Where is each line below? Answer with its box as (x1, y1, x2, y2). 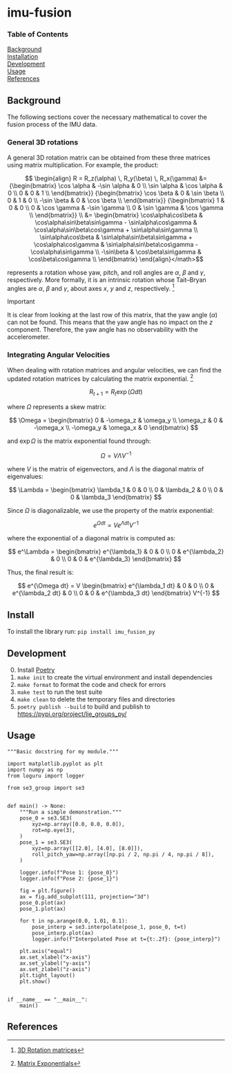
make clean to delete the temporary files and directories (17, 695, 175, 703)
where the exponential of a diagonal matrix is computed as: (7, 534, 176, 543)
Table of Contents (7, 30, 69, 39)
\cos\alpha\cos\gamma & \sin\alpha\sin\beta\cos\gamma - (33, 240, 199, 248)
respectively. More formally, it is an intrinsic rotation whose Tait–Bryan (7, 275, 207, 284)
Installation (7, 53, 39, 61)
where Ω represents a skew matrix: (7, 403, 107, 411)
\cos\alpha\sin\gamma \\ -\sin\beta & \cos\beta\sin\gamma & (30, 247, 202, 256)
